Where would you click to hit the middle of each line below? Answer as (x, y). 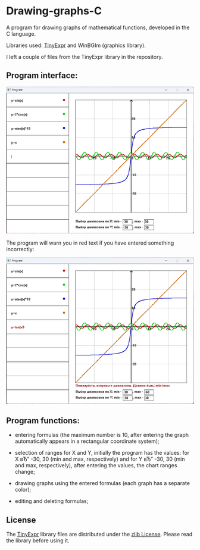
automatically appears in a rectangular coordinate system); (87, 441)
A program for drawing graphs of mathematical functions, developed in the (98, 27)
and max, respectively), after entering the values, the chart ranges (96, 465)
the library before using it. (38, 540)
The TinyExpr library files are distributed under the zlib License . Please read (99, 535)
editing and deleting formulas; (51, 501)
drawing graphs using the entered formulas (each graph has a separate (102, 483)
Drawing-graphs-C (54, 11)
